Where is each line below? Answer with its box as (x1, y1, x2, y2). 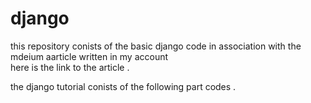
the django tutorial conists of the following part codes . (10, 80, 237, 92)
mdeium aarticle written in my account (10, 50, 169, 62)
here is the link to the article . (10, 61, 130, 73)
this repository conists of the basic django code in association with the (10, 40, 302, 52)
